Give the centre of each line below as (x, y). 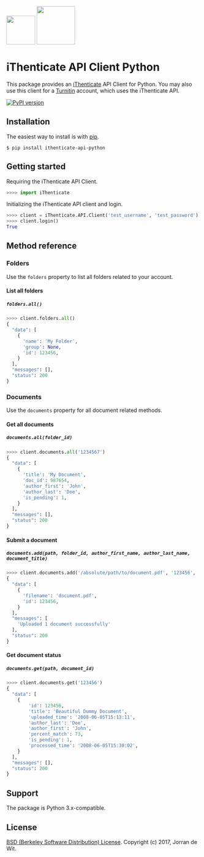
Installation (28, 122)
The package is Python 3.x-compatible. (56, 808)
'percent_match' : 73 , (56, 734)
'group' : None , (42, 347)
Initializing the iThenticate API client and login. (65, 204)
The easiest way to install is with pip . (53, 136)
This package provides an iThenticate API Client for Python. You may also (99, 84)
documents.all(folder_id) (39, 438)
